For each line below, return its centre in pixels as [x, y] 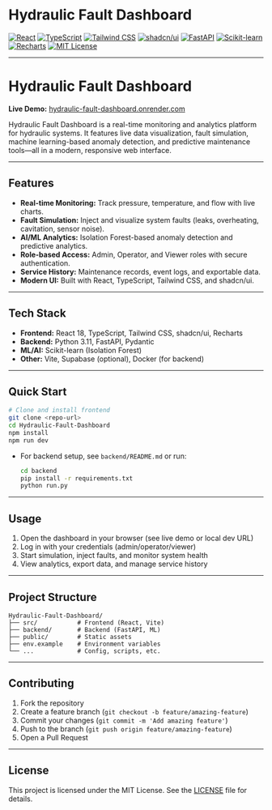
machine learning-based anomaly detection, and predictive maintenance [130, 141]
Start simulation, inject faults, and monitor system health [114, 556]
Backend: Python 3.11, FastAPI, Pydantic [87, 341]
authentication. [45, 263]
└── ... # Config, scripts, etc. [85, 651]
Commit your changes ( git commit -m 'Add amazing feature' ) [124, 720]
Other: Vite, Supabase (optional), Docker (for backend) [112, 359]
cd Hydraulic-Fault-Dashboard [59, 426]
